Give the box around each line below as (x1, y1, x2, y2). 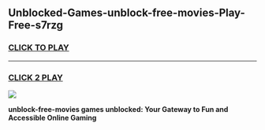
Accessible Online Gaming (8, 113, 97, 122)
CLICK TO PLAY (8, 43, 69, 54)
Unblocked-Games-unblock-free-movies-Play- (8, 6, 246, 20)
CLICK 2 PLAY (8, 72, 63, 83)
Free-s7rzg (8, 19, 64, 32)
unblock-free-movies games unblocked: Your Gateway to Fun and (8, 104, 229, 113)
